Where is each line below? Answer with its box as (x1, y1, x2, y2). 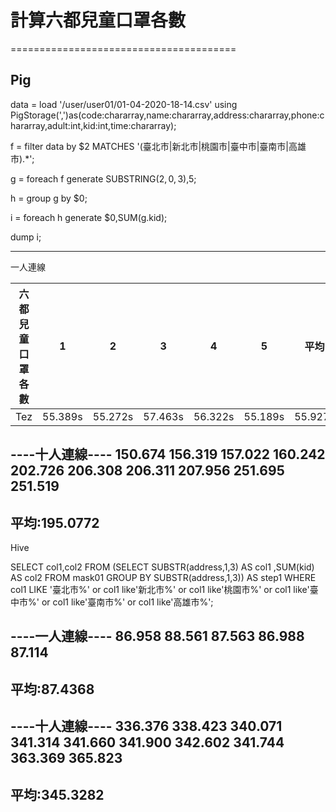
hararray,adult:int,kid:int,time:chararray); (10, 119, 177, 131)
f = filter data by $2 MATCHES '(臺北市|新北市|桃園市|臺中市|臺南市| (10, 140, 290, 152)
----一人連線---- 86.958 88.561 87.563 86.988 (10, 628, 305, 645)
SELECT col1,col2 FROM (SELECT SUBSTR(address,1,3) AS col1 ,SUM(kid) (10, 561, 315, 573)
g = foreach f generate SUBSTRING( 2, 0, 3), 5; (10, 172, 197, 185)
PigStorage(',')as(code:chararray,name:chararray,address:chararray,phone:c (10, 109, 325, 121)
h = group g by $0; (10, 192, 88, 204)
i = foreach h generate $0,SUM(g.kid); (10, 211, 168, 223)
